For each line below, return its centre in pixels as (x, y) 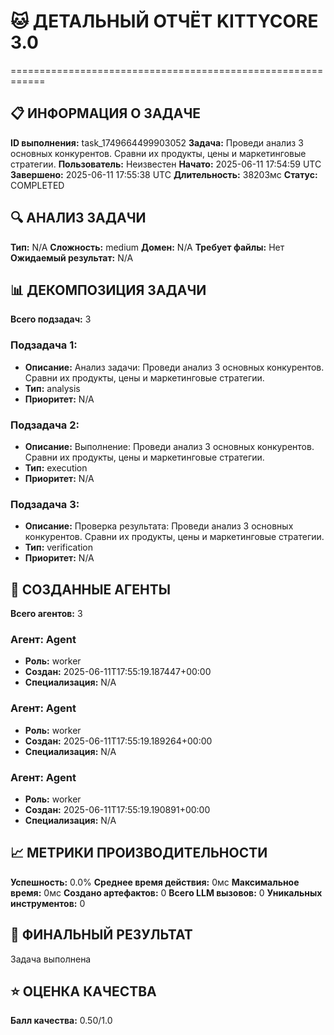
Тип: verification (59, 547)
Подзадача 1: (44, 345)
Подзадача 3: (45, 504)
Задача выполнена (51, 959)
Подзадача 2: (45, 425)
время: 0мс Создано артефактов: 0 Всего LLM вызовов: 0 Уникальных (166, 892)
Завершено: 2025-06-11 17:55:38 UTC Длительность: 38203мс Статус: (164, 174)
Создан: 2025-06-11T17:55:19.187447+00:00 (118, 672)
